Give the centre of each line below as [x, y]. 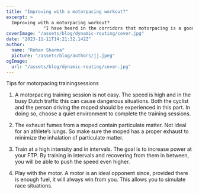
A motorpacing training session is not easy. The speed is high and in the [103, 95]
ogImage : [17, 61]
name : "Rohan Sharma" [38, 50]
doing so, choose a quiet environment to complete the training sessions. [103, 114]
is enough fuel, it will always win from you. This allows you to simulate [100, 180]
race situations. [33, 186]
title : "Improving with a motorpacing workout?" [67, 12]
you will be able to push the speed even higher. [72, 162]
